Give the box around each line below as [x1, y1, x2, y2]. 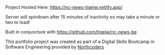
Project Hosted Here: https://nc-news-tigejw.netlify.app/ [5, 4, 123, 10]
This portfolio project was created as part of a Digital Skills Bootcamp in [5, 38, 155, 44]
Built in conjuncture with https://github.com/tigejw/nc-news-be [5, 29, 137, 34]
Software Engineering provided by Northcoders [5, 44, 104, 49]
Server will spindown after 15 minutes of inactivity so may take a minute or [5, 14, 160, 19]
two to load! [5, 19, 30, 25]
